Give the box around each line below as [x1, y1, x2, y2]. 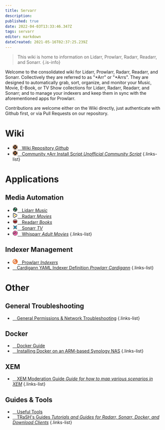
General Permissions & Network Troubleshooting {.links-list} [16, 315, 140, 321]
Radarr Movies [21, 213, 52, 219]
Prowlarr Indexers [21, 259, 58, 265]
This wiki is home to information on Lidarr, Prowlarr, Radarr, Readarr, [17, 54, 158, 60]
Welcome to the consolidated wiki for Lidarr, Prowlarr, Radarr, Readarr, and [5, 69, 158, 75]
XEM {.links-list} [12, 381, 46, 387]
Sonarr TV [21, 225, 43, 231]
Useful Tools [16, 409, 43, 415]
